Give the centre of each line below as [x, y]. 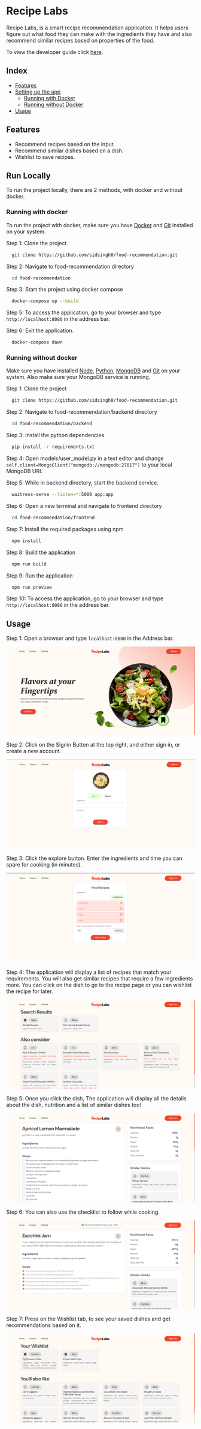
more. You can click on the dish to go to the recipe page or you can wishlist [99, 985]
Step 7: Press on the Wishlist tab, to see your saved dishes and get [88, 1319]
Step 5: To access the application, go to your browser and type [84, 312]
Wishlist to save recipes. [45, 157]
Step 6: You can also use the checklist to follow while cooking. [83, 1212]
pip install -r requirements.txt [53, 447]
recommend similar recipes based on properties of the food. [80, 40]
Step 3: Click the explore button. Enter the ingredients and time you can [94, 858]
